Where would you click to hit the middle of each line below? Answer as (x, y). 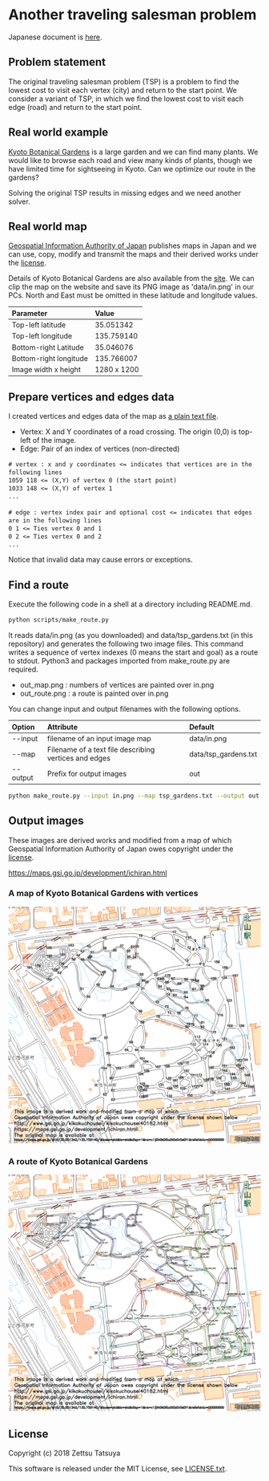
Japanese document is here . (55, 37)
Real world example (58, 133)
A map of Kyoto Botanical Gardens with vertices (103, 894)
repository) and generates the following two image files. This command (126, 644)
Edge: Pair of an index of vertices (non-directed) (100, 449)
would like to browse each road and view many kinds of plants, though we (130, 160)
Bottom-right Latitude (48, 347)
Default (202, 727)
